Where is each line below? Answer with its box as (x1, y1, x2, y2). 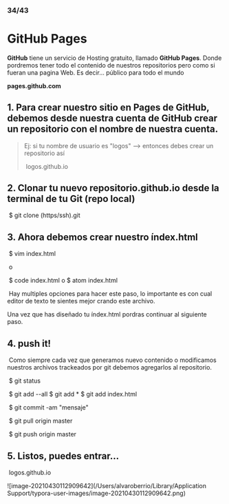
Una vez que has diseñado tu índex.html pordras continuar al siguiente (7, 310, 208, 319)
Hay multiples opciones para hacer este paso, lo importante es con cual (8, 290, 212, 298)
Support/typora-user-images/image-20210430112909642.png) (7, 489, 186, 497)
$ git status (8, 376, 41, 385)
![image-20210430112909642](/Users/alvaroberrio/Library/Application (7, 481, 207, 490)
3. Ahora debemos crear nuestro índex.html (7, 231, 198, 243)
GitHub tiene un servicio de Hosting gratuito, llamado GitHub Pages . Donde (7, 54, 222, 62)
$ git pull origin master (8, 416, 73, 425)
